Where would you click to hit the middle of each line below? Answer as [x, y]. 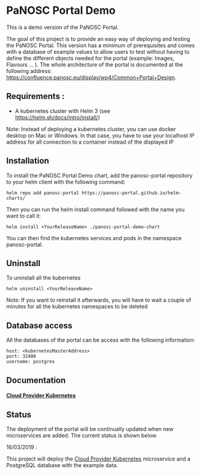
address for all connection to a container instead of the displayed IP [90, 142]
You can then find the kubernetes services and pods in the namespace [94, 238]
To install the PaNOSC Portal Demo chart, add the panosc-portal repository [99, 175]
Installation [28, 161]
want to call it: [23, 215]
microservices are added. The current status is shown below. [82, 435]
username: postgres [31, 362]
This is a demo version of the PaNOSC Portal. [63, 27]
